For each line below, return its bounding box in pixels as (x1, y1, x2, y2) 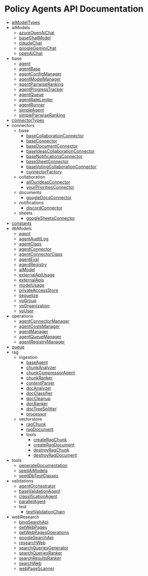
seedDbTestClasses (18, 473, 59, 479)
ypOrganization (18, 303, 50, 308)
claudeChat (18, 40, 42, 46)
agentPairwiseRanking (18, 81, 64, 87)
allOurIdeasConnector (26, 179, 70, 185)
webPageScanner (18, 565, 55, 571)
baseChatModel (18, 35, 51, 41)
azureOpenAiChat (18, 30, 55, 35)
